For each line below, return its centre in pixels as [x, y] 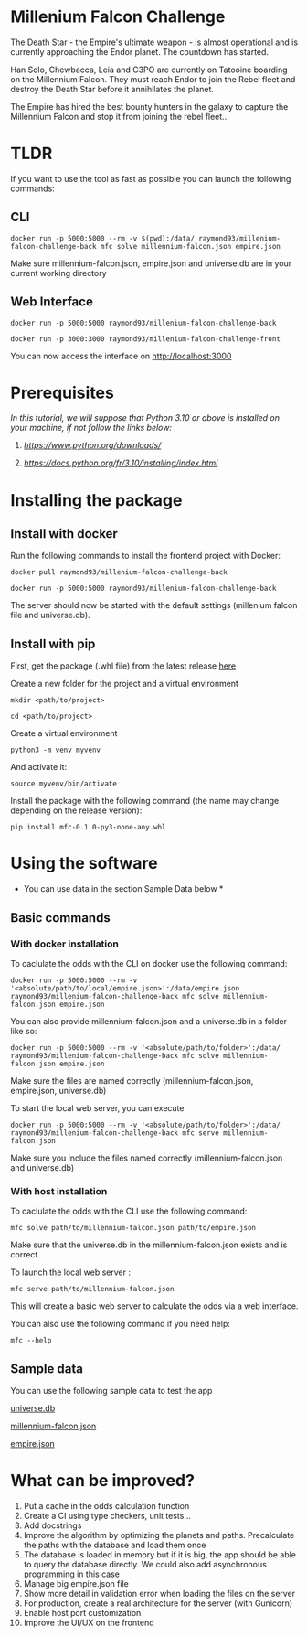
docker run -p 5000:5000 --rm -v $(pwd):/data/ [103, 238]
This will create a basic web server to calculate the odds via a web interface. [154, 1306]
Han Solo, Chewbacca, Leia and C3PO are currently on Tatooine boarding [149, 70]
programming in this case [71, 1574]
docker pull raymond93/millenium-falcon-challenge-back [119, 572]
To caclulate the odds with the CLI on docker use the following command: [149, 963]
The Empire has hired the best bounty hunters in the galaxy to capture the [149, 106]
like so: [24, 1031]
